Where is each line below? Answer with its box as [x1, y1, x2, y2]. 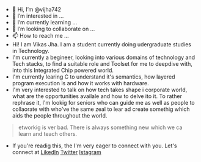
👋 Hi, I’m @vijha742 [12, 6, 62, 13]
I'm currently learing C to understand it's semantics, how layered [12, 73, 175, 80]
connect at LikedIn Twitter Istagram [12, 149, 102, 155]
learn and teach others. [18, 130, 78, 137]
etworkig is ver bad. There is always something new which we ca [18, 124, 183, 131]
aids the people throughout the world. [12, 112, 108, 119]
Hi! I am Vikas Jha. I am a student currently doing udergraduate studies [12, 41, 191, 48]
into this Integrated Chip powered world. [12, 67, 114, 74]
